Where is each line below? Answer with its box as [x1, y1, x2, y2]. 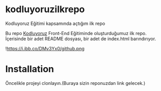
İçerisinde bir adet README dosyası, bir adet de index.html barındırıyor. [5, 36, 156, 42]
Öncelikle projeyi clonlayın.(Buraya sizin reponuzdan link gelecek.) [5, 80, 146, 86]
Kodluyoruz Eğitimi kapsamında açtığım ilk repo [5, 20, 105, 26]
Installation [5, 64, 54, 75]
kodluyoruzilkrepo [5, 4, 85, 15]
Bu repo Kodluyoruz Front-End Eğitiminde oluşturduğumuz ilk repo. [5, 30, 147, 36]
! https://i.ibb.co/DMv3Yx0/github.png [5, 45, 85, 51]
